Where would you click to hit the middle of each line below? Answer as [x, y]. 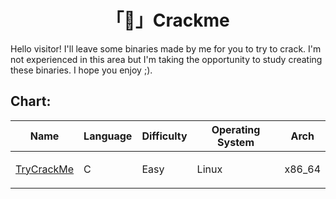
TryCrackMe [45, 169]
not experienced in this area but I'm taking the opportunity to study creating [166, 59]
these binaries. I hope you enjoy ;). [81, 70]
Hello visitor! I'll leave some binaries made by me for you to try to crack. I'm [166, 48]
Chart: [31, 101]
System [236, 142]
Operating [236, 129]
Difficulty [164, 136]
